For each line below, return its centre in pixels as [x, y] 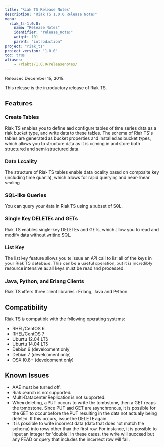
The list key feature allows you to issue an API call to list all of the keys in [78, 258]
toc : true [15, 55]
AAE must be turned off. [36, 387]
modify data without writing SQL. [38, 235]
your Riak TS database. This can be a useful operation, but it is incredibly [79, 263]
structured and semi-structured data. [42, 149]
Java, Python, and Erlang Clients [45, 281]
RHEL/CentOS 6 [28, 329]
